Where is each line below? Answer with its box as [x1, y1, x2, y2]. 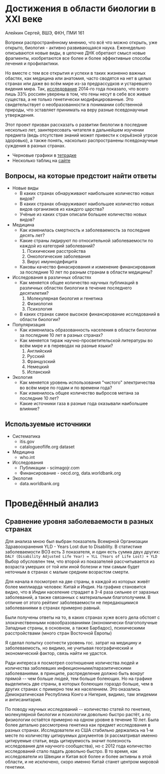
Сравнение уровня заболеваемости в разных [5, 517, 154, 526]
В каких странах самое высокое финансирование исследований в [19, 311, 160, 317]
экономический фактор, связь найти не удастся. [5, 650, 107, 656]
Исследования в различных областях [12, 274, 92, 280]
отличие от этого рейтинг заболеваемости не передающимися [5, 599, 138, 605]
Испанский [27, 369, 51, 375]
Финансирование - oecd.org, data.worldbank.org [19, 470, 121, 476]
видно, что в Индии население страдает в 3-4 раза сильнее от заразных [5, 589, 159, 595]
